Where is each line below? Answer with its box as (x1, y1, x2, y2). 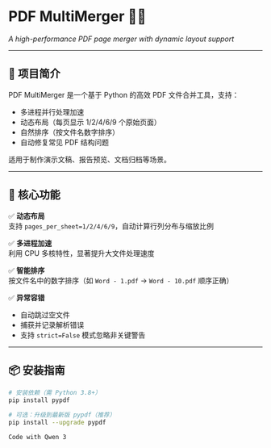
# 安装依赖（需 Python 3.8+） (8, 389, 102, 397)
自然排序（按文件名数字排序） (19, 127, 119, 136)
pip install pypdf (8, 396, 70, 404)
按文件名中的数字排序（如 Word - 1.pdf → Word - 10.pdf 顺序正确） (8, 275, 234, 285)
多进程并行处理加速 (19, 107, 85, 116)
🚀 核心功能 (8, 188, 60, 202)
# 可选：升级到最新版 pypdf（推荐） (8, 411, 115, 419)
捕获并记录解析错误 (19, 320, 85, 329)
